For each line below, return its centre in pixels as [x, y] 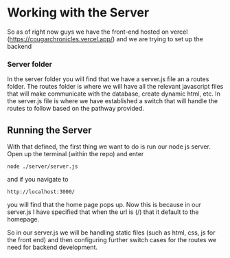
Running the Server [49, 130]
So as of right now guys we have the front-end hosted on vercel [97, 32]
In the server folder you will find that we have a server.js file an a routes [108, 79]
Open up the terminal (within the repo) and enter [76, 154]
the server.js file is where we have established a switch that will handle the [113, 101]
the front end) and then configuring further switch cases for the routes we [112, 240]
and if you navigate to [38, 180]
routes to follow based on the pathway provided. [76, 109]
